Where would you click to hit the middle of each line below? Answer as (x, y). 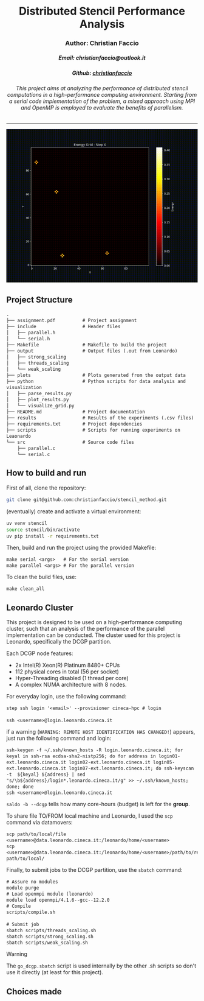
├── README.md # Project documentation (76, 412)
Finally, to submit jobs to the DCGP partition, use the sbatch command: (95, 870)
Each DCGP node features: (40, 653)
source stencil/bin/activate (43, 530)
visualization (24, 388)
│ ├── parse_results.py (39, 394)
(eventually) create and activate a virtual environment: (74, 511)
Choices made (34, 992)
